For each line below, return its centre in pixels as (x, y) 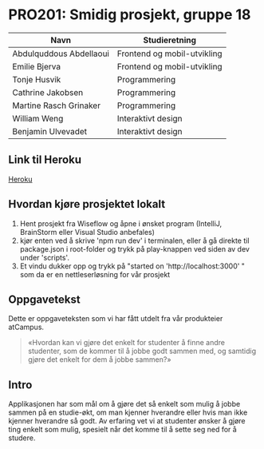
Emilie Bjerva (37, 66)
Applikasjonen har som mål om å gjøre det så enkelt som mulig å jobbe (124, 404)
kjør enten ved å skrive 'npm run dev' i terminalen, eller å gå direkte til (134, 240)
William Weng (38, 118)
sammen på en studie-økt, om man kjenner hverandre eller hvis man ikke (128, 412)
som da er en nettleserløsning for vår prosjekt (95, 274)
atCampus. (26, 327)
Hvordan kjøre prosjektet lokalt (87, 204)
